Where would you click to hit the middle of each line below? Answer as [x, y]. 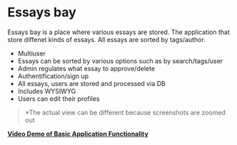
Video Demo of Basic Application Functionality [78, 134]
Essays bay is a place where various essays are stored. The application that [118, 32]
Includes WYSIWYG [47, 91]
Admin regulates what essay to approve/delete [86, 68]
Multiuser [32, 53]
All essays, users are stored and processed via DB [91, 83]
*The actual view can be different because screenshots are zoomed [125, 112]
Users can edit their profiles [59, 98]
